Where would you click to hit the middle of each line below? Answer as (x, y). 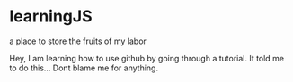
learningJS (51, 16)
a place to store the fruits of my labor (78, 41)
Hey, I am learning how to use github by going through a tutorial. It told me (147, 58)
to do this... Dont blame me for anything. (84, 68)
